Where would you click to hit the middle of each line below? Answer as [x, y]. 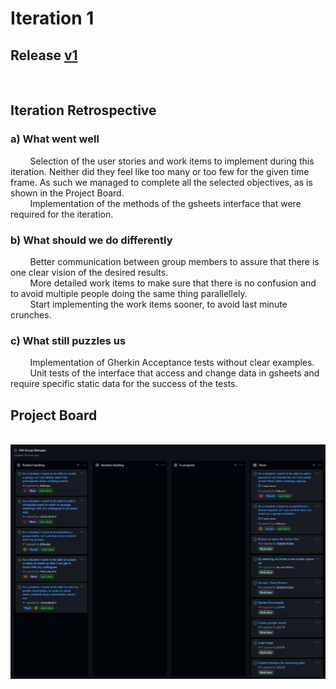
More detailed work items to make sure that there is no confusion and [173, 283]
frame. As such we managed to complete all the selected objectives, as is [161, 182]
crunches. [31, 314]
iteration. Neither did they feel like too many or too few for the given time [160, 171]
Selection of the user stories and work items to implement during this [172, 161]
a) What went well [55, 139]
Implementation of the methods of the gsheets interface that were [165, 203]
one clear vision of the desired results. [89, 272]
